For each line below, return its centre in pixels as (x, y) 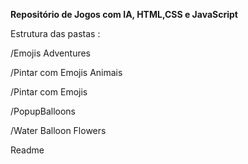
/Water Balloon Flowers (58, 130)
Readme (27, 150)
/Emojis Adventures (51, 53)
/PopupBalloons (43, 111)
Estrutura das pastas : (55, 33)
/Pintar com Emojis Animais (66, 72)
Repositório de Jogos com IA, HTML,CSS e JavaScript (124, 14)
